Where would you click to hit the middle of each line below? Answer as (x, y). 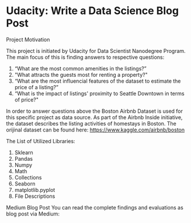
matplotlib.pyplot (35, 190)
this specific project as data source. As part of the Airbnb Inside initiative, (94, 117)
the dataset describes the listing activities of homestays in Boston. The (91, 123)
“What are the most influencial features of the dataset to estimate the (98, 81)
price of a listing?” (36, 87)
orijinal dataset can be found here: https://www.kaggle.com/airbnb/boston (95, 130)
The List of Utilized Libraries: (41, 141)
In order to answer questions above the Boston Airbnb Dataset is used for (94, 111)
